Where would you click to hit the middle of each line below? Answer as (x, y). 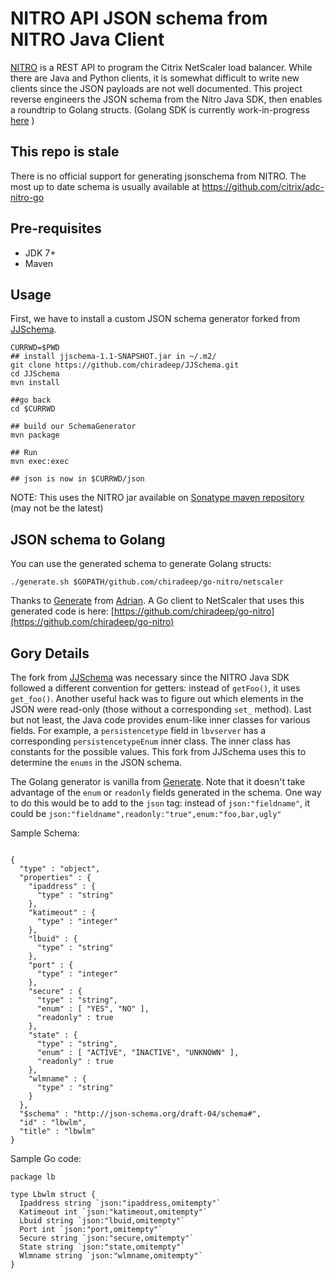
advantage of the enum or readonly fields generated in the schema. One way (166, 792)
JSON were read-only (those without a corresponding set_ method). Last (161, 709)
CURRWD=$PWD (35, 348)
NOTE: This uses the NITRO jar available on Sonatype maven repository (157, 498)
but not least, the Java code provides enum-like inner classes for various (160, 720)
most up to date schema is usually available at (105, 186)
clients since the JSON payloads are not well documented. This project (156, 88)
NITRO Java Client (87, 39)
